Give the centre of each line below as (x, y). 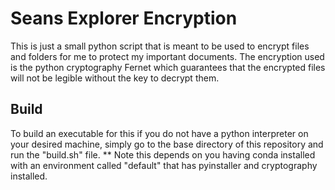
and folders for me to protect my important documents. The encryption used (167, 56)
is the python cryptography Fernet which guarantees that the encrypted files (168, 67)
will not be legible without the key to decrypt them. (115, 78)
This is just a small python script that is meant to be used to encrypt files (160, 46)
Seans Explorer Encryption (124, 18)
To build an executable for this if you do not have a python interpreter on (159, 133)
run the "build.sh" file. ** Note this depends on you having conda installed (163, 154)
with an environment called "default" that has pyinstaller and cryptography (164, 165)
